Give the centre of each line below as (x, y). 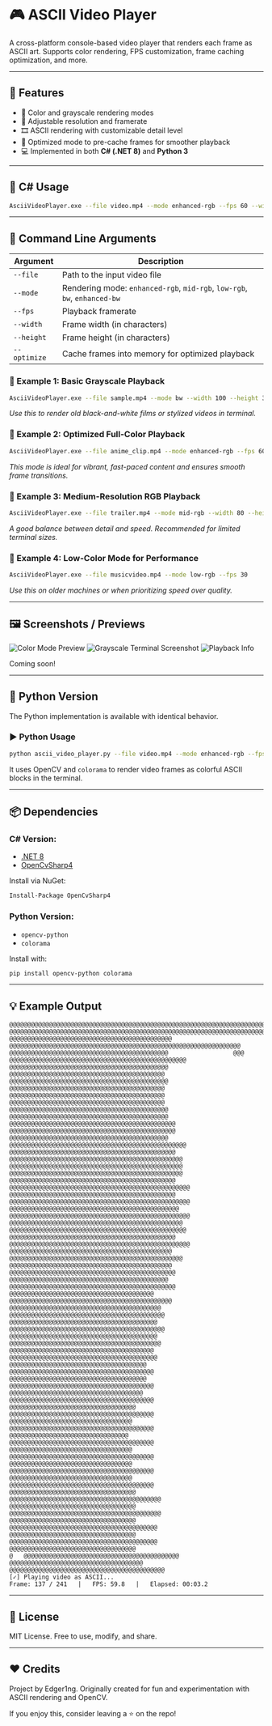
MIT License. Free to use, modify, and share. (83, 1636)
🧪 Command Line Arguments (83, 238)
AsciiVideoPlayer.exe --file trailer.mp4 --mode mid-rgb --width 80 (127, 513)
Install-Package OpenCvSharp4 (60, 896)
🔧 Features (37, 93)
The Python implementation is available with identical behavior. (114, 716)
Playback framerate (99, 312)
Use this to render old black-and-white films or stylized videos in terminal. (133, 414)
